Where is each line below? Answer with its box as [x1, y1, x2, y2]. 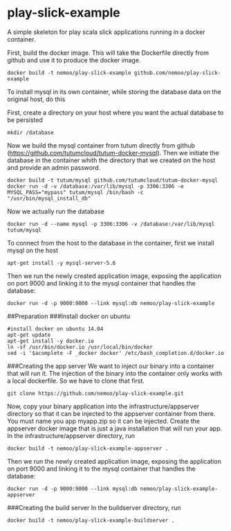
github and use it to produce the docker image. [7, 55, 141, 64]
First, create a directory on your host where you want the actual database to [7, 108, 224, 116]
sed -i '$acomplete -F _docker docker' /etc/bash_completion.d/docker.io [7, 349, 225, 356]
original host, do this [7, 95, 66, 103]
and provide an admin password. [7, 163, 101, 171]
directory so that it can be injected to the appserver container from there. [7, 409, 216, 417]
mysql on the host [7, 246, 59, 254]
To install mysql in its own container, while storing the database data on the [7, 87, 221, 96]
